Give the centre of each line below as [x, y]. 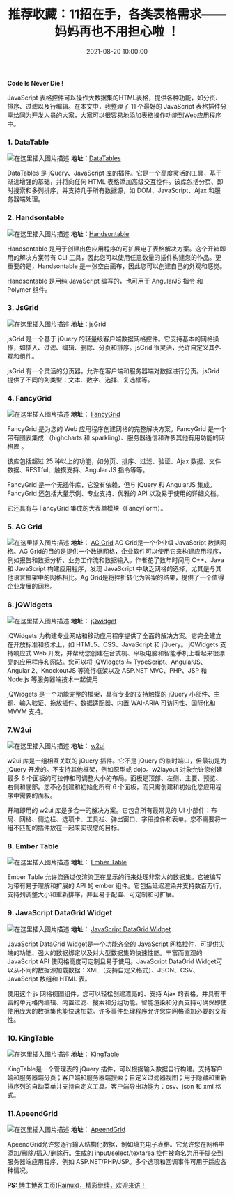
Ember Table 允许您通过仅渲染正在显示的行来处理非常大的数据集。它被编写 [115, 877]
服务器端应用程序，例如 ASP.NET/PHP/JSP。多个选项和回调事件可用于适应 [114, 1162]
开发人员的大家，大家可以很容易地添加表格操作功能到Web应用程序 [126, 115]
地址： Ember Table [99, 862]
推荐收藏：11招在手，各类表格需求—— [117, 14]
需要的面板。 [38, 795]
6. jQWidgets [30, 605]
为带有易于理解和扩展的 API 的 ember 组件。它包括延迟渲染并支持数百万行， [116, 886]
